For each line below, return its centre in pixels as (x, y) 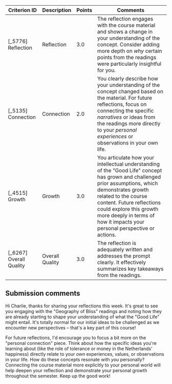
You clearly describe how (128, 78)
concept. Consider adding (128, 44)
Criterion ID (22, 10)
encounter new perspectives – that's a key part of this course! (71, 327)
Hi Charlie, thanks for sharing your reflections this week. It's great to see (82, 306)
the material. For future (125, 98)
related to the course (122, 196)
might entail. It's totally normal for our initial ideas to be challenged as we (82, 322)
